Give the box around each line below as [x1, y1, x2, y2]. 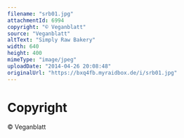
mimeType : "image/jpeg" [7, 56, 77, 63]
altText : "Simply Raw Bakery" [7, 37, 96, 44]
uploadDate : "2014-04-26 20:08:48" [7, 63, 112, 70]
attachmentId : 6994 [7, 17, 65, 24]
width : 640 [7, 43, 39, 50]
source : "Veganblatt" [7, 30, 71, 37]
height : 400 [7, 50, 42, 57]
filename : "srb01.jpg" [7, 10, 74, 18]
